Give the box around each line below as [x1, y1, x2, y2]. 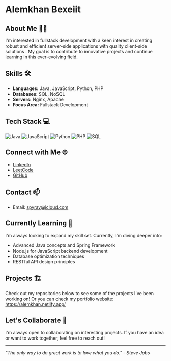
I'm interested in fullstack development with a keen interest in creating [5, 37, 153, 43]
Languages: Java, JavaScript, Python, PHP [12, 85, 104, 92]
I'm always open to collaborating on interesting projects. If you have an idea [5, 329, 164, 335]
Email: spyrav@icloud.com [12, 204, 69, 210]
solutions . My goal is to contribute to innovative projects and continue [5, 49, 153, 54]
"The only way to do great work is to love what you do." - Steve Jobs [5, 349, 150, 356]
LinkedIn [12, 162, 31, 168]
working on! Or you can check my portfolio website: [5, 296, 114, 302]
